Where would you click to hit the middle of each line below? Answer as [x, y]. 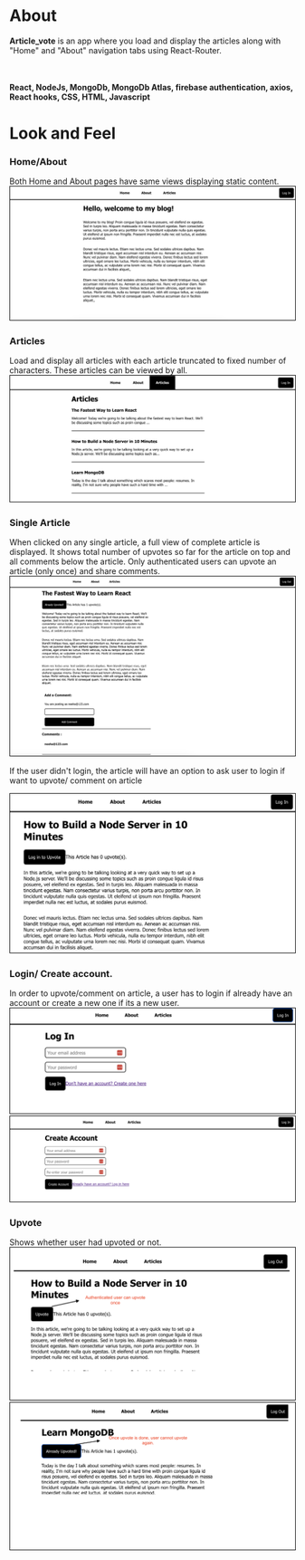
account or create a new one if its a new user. [95, 1003]
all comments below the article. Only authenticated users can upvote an [143, 561]
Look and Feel [62, 134]
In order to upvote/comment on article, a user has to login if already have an [151, 993]
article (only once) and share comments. [85, 571]
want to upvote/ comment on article [76, 780]
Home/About [38, 162]
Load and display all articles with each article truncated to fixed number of [148, 360]
